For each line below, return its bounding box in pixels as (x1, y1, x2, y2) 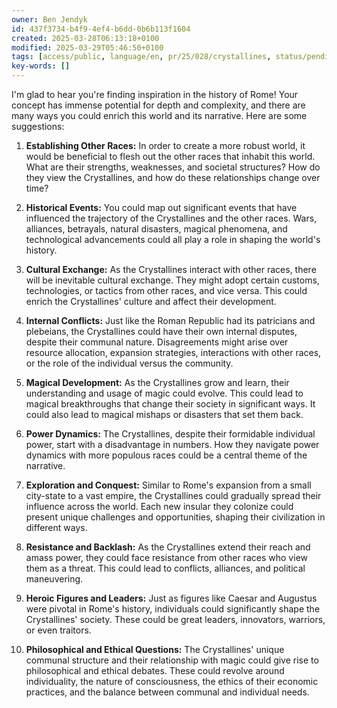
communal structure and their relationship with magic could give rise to (25, 654, 319, 666)
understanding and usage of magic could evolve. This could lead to (25, 387, 304, 399)
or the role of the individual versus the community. (25, 357, 234, 369)
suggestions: (11, 121, 65, 132)
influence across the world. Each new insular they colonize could (25, 501, 294, 512)
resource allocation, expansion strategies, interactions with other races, (25, 347, 322, 358)
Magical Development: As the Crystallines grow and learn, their (25, 377, 290, 388)
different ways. (25, 522, 88, 533)
